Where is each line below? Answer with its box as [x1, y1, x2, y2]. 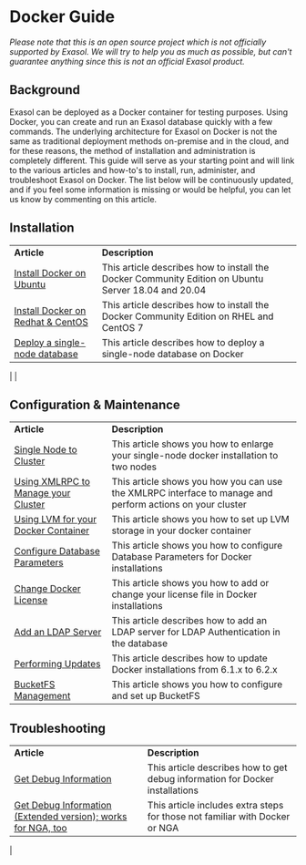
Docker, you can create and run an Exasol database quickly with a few [9, 116, 273, 127]
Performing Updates [14, 658, 101, 671]
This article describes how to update [111, 652, 269, 664]
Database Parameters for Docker [111, 551, 252, 563]
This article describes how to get [147, 761, 288, 774]
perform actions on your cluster [111, 499, 248, 511]
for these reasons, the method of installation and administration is [9, 145, 256, 156]
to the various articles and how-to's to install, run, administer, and [9, 164, 256, 175]
